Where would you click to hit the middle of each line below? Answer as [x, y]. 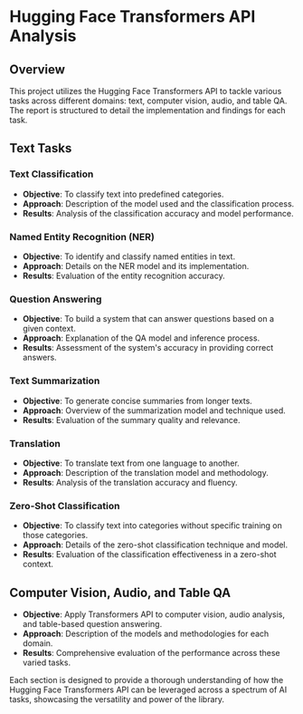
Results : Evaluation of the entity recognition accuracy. [123, 275]
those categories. [55, 535]
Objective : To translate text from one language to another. [131, 463]
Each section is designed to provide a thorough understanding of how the [147, 680]
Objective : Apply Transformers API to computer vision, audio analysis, [153, 614]
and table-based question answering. [92, 623]
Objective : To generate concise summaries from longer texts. [137, 400]
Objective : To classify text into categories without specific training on [152, 526]
